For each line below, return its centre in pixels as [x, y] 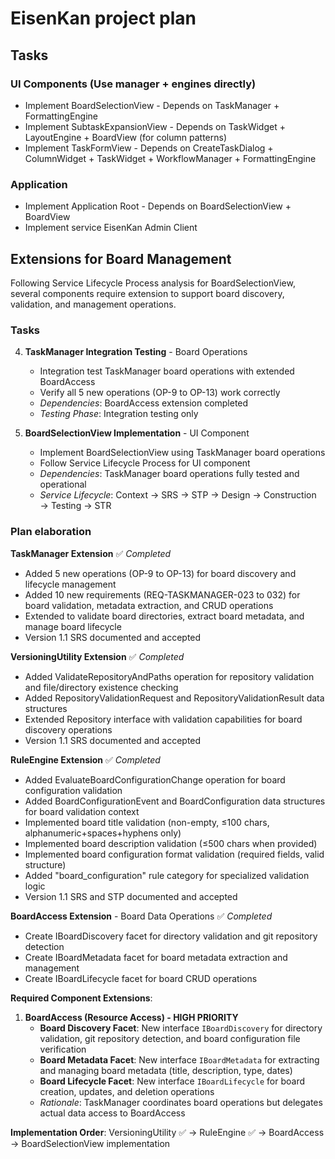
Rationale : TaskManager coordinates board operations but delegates [181, 1102]
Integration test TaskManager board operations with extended [167, 371]
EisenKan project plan [103, 18]
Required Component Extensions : [81, 998]
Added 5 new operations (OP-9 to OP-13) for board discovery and [160, 573]
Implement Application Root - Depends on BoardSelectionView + [158, 206]
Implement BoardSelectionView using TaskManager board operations [182, 453]
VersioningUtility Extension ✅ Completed [97, 656]
